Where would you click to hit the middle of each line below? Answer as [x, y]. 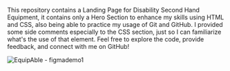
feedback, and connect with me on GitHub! [68, 47]
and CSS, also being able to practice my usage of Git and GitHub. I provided [115, 24]
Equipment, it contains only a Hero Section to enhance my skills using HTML [116, 17]
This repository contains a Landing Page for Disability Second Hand [104, 10]
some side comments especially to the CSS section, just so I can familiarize [114, 32]
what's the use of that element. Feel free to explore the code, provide [106, 39]
